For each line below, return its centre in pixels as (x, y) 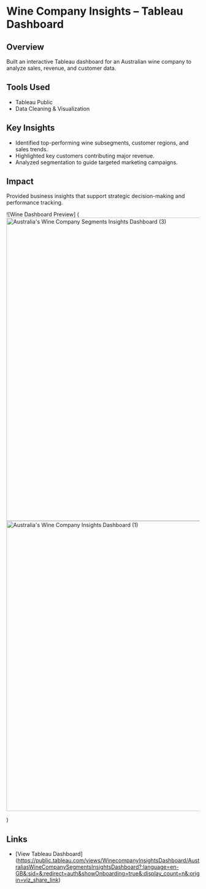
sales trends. (31, 149)
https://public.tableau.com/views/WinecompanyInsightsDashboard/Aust (109, 861)
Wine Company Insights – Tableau (95, 11)
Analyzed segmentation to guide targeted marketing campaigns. (96, 162)
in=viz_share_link (37, 880)
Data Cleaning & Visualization (52, 108)
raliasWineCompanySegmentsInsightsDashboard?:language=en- (97, 867)
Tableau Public (34, 102)
